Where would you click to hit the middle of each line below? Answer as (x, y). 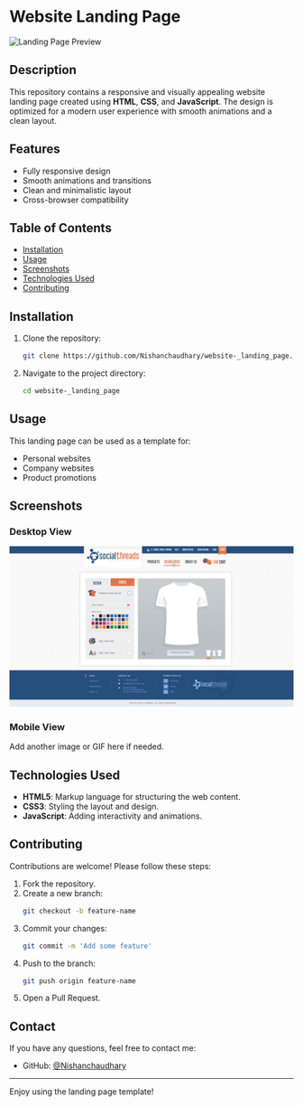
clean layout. (33, 120)
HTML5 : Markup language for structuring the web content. (131, 797)
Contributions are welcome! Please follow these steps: (110, 866)
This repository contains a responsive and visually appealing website (138, 91)
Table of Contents (61, 228)
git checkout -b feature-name (79, 911)
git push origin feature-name (79, 981)
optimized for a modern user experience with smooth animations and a (141, 111)
